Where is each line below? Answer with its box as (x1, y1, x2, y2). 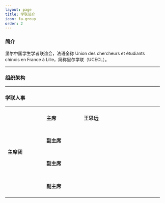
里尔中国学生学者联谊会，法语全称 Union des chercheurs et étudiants (5, 50, 145, 56)
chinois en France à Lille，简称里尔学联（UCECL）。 (5, 56, 110, 62)
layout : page (5, 7, 32, 12)
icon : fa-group (5, 16, 36, 21)
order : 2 (5, 21, 23, 26)
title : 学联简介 (5, 12, 35, 17)
